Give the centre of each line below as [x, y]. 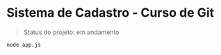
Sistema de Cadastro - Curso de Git [110, 13]
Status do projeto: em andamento [71, 32]
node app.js [24, 45]
